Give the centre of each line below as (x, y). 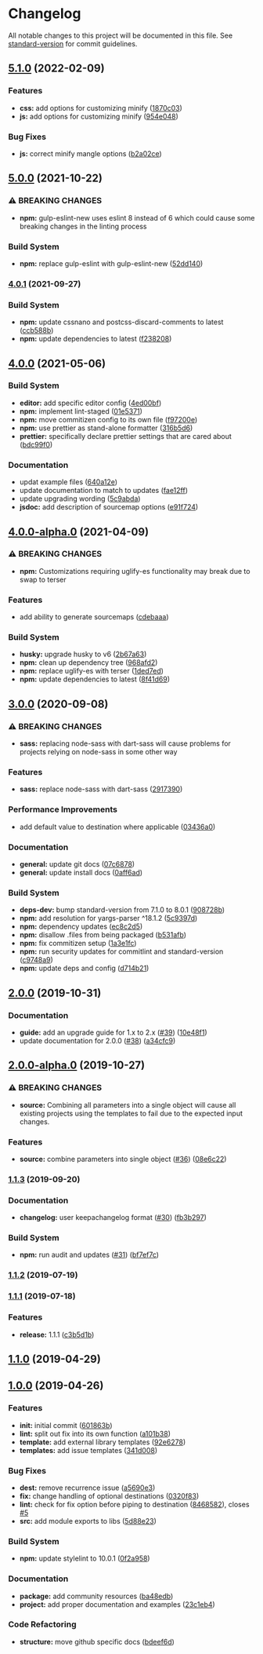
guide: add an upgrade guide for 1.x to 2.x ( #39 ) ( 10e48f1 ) (113, 1032)
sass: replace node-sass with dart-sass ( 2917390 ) (101, 789)
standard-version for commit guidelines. (73, 43)
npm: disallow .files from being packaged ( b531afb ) (103, 935)
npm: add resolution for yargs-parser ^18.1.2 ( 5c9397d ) (108, 918)
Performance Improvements (63, 809)
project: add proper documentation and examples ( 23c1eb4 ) (117, 1604)
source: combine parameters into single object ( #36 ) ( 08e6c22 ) (123, 1159)
